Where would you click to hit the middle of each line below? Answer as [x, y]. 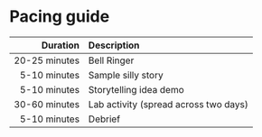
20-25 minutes [47, 60]
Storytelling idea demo [136, 89]
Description [114, 45]
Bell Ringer [111, 60]
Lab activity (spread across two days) [168, 104]
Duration [60, 45]
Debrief [104, 119]
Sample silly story [126, 75]
